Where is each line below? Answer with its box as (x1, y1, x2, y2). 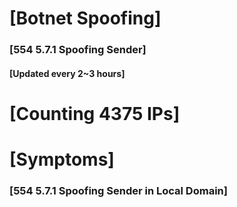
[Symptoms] (9, 148, 115, 171)
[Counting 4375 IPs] (9, 102, 181, 125)
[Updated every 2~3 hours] (9, 67, 126, 79)
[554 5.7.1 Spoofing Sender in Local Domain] (9, 184, 228, 197)
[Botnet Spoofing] (9, 7, 162, 30)
